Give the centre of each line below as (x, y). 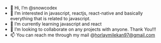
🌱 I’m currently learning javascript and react (56, 24)
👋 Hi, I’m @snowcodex (34, 8)
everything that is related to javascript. (50, 18)
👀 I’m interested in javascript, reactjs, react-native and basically (76, 13)
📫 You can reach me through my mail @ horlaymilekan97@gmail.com (83, 35)
